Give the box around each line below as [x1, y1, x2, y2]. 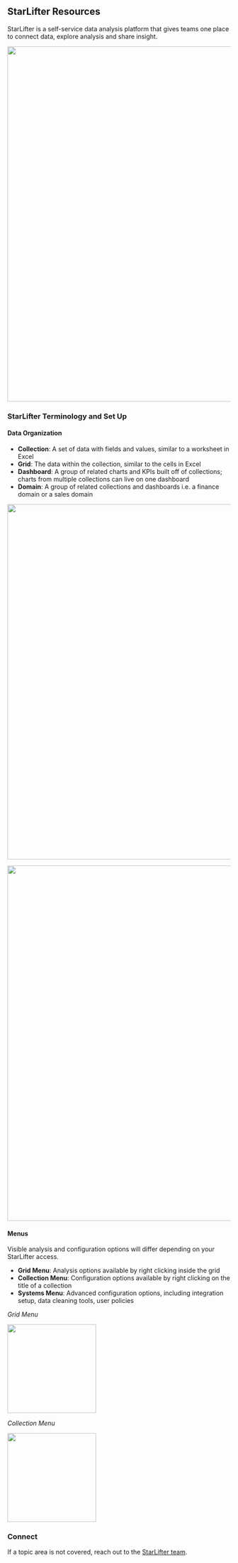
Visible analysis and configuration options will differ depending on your [7, 1245, 215, 1253]
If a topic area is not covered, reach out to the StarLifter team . [7, 1548, 188, 1557]
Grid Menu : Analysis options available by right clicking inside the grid [17, 1266, 220, 1275]
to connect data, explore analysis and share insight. [7, 32, 158, 40]
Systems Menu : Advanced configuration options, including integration [17, 1289, 224, 1297]
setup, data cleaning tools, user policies [17, 1297, 135, 1305]
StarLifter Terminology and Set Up [7, 411, 127, 421]
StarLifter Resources [7, 6, 101, 18]
